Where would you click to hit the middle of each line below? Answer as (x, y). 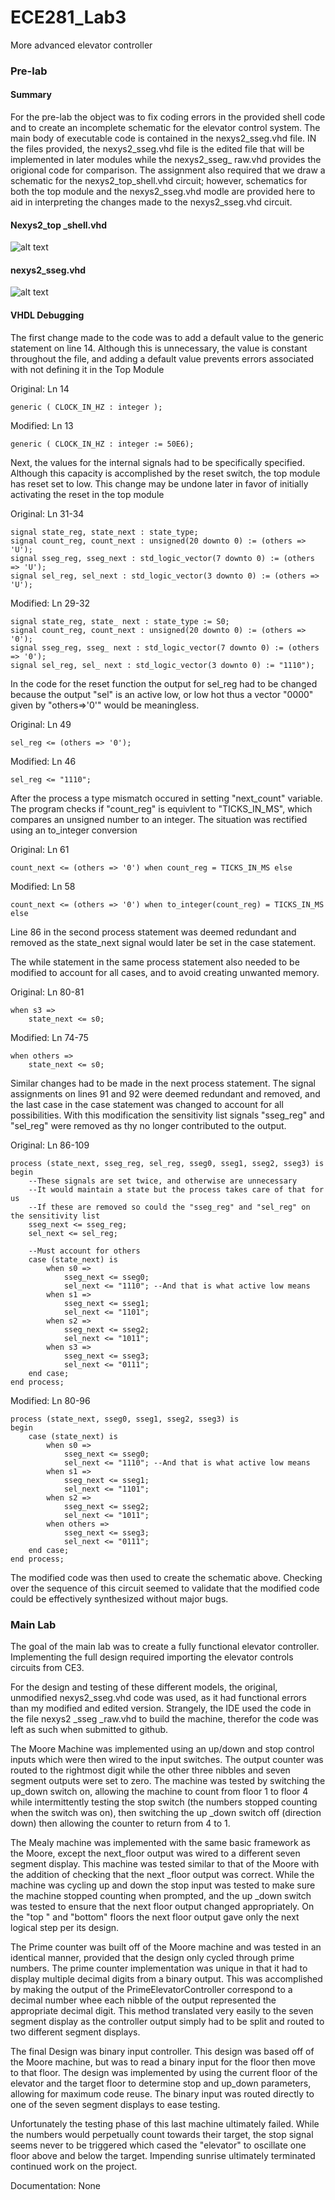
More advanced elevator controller (81, 45)
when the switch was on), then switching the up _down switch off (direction (166, 1812)
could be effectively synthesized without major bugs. (119, 1598)
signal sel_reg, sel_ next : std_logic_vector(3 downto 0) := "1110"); (162, 665)
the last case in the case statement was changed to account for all (147, 1104)
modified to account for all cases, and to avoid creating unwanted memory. (165, 972)
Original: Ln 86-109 (50, 1145)
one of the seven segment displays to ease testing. (115, 2104)
